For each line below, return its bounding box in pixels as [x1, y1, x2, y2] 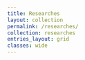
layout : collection [7, 17, 64, 23]
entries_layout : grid [7, 36, 70, 43]
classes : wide [7, 42, 48, 49]
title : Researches [7, 10, 60, 17]
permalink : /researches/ [7, 23, 79, 30]
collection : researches [7, 29, 76, 37]
